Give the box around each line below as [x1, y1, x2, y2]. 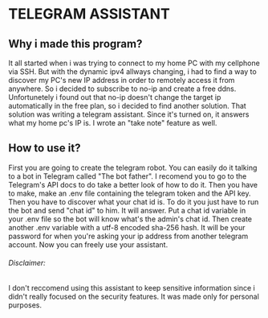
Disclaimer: [8, 258, 46, 268]
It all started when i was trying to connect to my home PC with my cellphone [8, 58, 261, 68]
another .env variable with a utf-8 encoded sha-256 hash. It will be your [8, 222, 246, 232]
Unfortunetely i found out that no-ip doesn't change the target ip [8, 93, 221, 101]
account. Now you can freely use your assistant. [8, 239, 169, 250]
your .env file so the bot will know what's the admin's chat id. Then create [8, 214, 253, 224]
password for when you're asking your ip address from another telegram [8, 231, 249, 241]
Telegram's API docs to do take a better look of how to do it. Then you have [8, 180, 258, 189]
